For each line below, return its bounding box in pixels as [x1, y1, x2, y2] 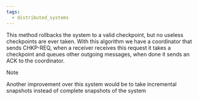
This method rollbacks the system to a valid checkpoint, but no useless [6, 31, 183, 38]
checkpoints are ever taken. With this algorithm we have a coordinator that [6, 38, 193, 45]
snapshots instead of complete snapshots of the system [6, 87, 147, 94]
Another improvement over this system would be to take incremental [6, 80, 177, 88]
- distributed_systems [12, 15, 69, 21]
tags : [6, 8, 20, 15]
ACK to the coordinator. [6, 57, 65, 64]
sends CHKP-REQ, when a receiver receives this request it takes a [6, 44, 171, 52]
